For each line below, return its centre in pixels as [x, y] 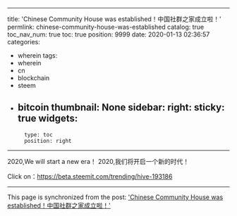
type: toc [38, 134]
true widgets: [48, 119]
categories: [24, 42]
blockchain [34, 78]
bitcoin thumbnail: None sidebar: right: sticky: [121, 107]
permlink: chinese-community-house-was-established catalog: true [106, 27]
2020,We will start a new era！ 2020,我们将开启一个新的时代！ [98, 161]
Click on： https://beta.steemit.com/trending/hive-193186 [90, 176]
